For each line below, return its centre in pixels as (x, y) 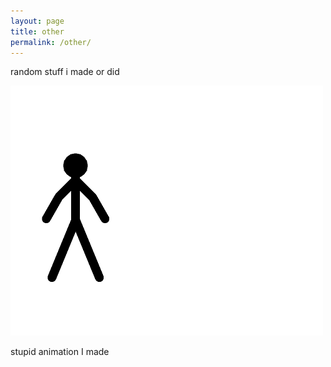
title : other (37, 31)
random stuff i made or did (65, 72)
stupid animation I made (60, 352)
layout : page (37, 21)
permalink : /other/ (51, 42)
